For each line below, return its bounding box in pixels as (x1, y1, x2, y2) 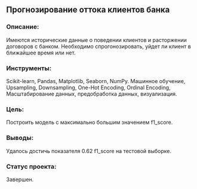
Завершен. (6, 176, 34, 183)
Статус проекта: (6, 162, 57, 170)
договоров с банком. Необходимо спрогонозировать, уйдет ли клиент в (6, 42, 191, 50)
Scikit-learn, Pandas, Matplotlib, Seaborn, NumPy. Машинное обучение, (6, 77, 186, 84)
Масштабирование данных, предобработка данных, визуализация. (6, 90, 177, 97)
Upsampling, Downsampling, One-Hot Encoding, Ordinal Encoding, (6, 84, 171, 91)
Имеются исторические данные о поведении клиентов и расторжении (6, 36, 187, 44)
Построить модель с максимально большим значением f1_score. (6, 119, 173, 126)
